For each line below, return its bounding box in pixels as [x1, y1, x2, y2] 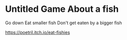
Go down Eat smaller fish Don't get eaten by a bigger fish [5, 20, 123, 26]
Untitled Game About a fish [5, 3, 119, 15]
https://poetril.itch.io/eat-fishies [5, 29, 70, 35]
